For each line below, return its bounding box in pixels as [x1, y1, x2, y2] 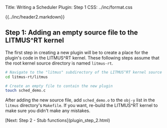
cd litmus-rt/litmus [5, 74, 48, 79]
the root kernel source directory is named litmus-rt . [5, 60, 113, 66]
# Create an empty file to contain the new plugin [5, 83, 113, 88]
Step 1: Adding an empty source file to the [5, 28, 138, 37]
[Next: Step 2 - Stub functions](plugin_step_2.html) [5, 117, 110, 123]
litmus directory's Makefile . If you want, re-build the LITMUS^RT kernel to [5, 102, 158, 108]
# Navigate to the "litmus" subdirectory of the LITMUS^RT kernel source [5, 69, 162, 74]
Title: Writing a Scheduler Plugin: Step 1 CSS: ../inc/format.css [5, 4, 132, 10]
